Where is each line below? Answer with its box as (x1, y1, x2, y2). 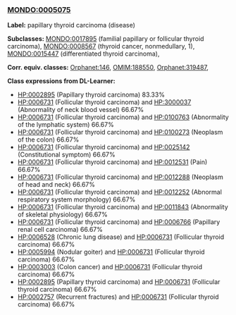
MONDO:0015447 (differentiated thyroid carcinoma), (7, 49, 160, 58)
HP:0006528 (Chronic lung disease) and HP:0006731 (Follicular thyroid (17, 233, 225, 241)
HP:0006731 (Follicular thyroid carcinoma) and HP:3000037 (17, 98, 192, 106)
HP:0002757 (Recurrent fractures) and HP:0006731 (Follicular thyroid (17, 292, 220, 301)
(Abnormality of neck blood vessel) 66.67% (17, 106, 144, 114)
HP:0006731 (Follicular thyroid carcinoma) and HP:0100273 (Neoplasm (17, 128, 223, 137)
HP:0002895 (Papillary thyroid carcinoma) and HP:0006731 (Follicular (17, 278, 221, 286)
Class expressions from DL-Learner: (7, 77, 116, 85)
